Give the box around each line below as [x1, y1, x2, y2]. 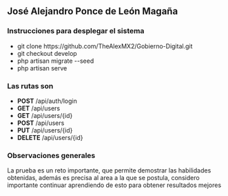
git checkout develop [17, 49, 77, 57]
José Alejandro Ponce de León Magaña [7, 6, 178, 17]
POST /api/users [17, 119, 65, 127]
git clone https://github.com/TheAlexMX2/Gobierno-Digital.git [17, 41, 193, 50]
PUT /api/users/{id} [17, 126, 73, 134]
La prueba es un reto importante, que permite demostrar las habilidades [7, 166, 211, 175]
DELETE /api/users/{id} [17, 133, 83, 141]
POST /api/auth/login [17, 97, 78, 105]
